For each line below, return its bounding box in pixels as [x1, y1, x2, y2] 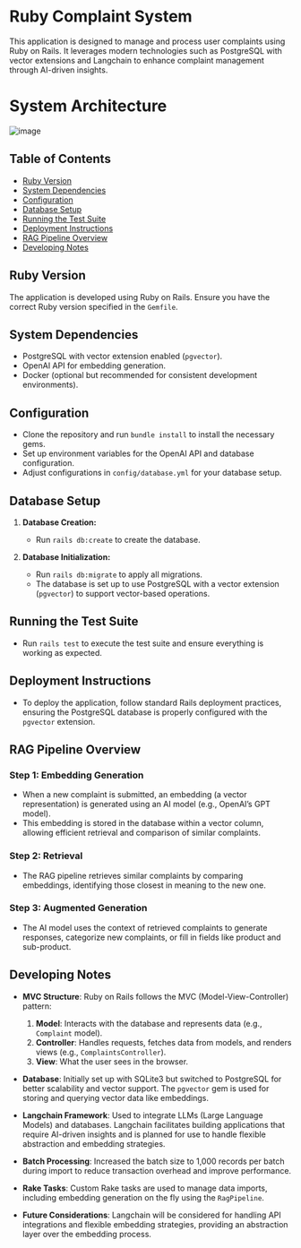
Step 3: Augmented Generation [9, 902, 148, 915]
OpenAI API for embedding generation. [21, 360, 167, 371]
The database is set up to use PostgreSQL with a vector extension [35, 578, 279, 589]
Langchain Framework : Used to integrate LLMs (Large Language [21, 1109, 263, 1121]
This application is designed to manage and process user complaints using [9, 36, 286, 47]
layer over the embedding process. [21, 1228, 152, 1239]
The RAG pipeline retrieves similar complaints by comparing [21, 870, 244, 881]
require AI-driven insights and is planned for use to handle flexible [21, 1129, 267, 1140]
